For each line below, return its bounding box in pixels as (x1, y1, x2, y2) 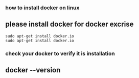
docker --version (5, 66, 61, 74)
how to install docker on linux (5, 4, 80, 11)
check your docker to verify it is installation (5, 50, 115, 57)
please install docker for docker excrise (5, 20, 134, 29)
